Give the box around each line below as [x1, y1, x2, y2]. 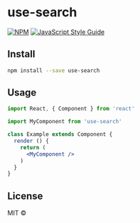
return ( [20, 144, 46, 151]
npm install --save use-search [7, 67, 100, 74]
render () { [14, 137, 50, 145]
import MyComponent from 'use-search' [7, 118, 122, 125]
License [7, 190, 43, 202]
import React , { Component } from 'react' [7, 105, 135, 113]
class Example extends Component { [7, 131, 113, 138]
